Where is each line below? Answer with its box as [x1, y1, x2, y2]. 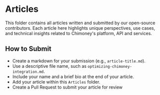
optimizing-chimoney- [87, 64, 132, 69]
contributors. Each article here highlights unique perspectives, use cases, [5, 25, 156, 31]
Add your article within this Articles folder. [12, 79, 101, 85]
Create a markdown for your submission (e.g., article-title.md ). [12, 58, 146, 64]
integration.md [12, 69, 44, 74]
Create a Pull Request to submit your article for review [12, 84, 123, 90]
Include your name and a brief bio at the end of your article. [12, 73, 134, 80]
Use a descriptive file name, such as [12, 63, 87, 69]
